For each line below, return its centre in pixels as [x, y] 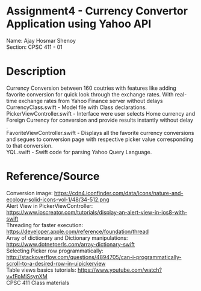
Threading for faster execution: [45, 225]
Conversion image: [29, 193]
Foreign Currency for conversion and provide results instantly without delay [100, 120]
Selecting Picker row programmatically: [55, 251]
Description [36, 71]
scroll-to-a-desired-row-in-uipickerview [56, 263]
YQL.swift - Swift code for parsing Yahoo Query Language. [79, 152]
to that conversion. [29, 145]
